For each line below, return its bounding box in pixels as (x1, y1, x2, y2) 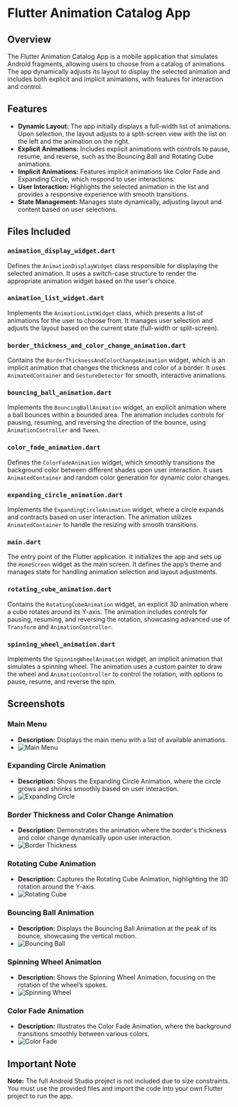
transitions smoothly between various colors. (17, 1029, 150, 1038)
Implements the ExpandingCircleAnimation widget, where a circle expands (7, 505, 225, 514)
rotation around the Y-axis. (17, 882, 96, 891)
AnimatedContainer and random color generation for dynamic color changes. (7, 473, 231, 482)
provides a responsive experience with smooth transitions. (17, 190, 190, 198)
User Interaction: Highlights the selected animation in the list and (17, 182, 210, 191)
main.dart (7, 538, 41, 546)
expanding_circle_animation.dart (7, 491, 123, 499)
